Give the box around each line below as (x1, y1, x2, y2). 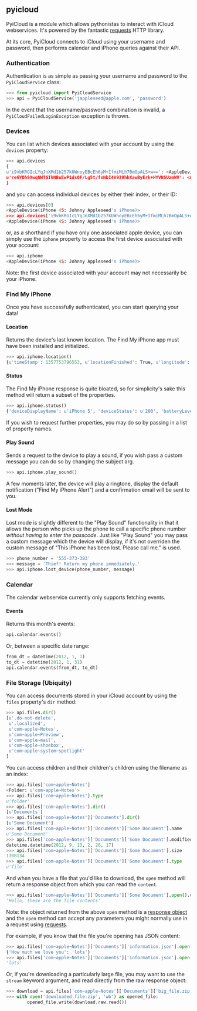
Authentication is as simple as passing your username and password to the (6, 72, 188, 79)
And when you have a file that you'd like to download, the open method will (6, 874, 186, 882)
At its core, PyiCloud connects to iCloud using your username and (6, 38, 165, 45)
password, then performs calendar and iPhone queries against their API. (6, 44, 181, 51)
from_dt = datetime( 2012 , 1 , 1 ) (6, 654, 85, 660)
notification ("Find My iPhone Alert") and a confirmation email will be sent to (6, 486, 190, 493)
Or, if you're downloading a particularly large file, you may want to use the (6, 971, 185, 978)
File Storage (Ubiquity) (6, 678, 72, 687)
